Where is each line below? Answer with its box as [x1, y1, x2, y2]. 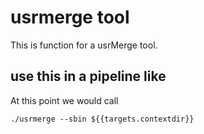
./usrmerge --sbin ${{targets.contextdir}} [10, 114, 195, 124]
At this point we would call [10, 94, 119, 106]
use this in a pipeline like [10, 68, 167, 85]
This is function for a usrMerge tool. [10, 39, 158, 51]
